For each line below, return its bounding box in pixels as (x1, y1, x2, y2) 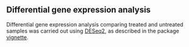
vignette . (6, 33, 29, 41)
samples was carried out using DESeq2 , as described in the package (6, 27, 180, 34)
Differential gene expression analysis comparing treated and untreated (6, 20, 184, 28)
